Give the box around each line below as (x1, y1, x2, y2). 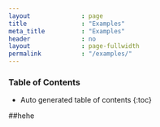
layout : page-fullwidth (8, 42, 140, 50)
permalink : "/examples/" (8, 50, 132, 58)
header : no (8, 34, 96, 43)
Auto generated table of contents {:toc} (19, 95, 152, 105)
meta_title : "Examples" (8, 27, 126, 35)
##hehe (8, 111, 35, 120)
